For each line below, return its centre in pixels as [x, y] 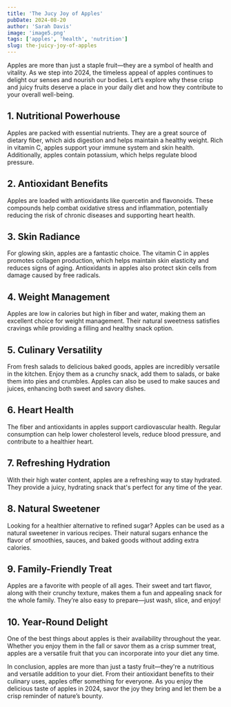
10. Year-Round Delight [58, 622]
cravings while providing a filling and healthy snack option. [90, 328]
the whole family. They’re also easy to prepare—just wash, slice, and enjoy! [114, 600]
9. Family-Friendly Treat [60, 569]
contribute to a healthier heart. [51, 441]
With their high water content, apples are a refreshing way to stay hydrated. [114, 479]
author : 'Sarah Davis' [40, 26]
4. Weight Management [59, 297]
